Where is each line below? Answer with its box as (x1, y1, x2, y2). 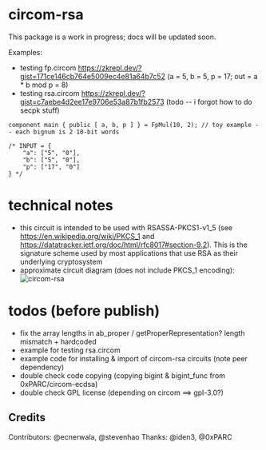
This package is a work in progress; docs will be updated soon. (8, 32, 216, 42)
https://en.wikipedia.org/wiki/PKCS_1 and (19, 231, 155, 241)
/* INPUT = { (8, 141, 52, 149)
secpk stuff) (19, 106, 60, 115)
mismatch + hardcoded (19, 337, 97, 346)
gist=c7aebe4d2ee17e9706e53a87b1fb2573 (19, 97, 165, 106)
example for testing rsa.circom (19, 345, 121, 355)
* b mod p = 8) (19, 80, 69, 90)
